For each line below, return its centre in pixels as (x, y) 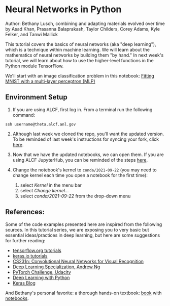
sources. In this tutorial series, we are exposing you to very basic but (77, 229)
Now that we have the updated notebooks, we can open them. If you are (88, 155)
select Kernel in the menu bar (51, 185)
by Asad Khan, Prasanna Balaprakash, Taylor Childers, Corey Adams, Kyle (82, 29)
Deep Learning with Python (41, 277)
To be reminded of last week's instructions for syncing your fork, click (86, 139)
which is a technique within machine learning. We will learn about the (77, 49)
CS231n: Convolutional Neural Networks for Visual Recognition (78, 261)
